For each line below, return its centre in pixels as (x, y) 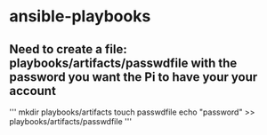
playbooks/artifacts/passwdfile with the (123, 63)
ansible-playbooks (80, 16)
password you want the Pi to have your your (133, 77)
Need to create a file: (68, 49)
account (32, 91)
